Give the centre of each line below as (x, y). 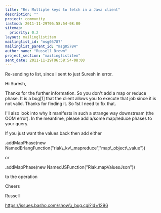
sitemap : (14, 28)
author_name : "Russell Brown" (36, 51)
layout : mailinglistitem (31, 37)
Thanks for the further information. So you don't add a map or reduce (76, 93)
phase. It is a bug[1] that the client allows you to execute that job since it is (81, 99)
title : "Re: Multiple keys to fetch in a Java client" (63, 10)
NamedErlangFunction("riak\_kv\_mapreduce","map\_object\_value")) (75, 148)
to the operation (21, 177)
